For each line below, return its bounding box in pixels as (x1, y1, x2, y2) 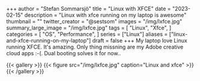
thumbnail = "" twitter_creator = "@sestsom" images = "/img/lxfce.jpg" (6, 18, 183, 25)
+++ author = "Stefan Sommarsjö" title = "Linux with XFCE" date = (6, 5, 172, 12)
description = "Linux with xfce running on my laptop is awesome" (24, 11, 187, 19)
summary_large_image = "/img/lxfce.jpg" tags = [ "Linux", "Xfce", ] (6, 24, 172, 31)
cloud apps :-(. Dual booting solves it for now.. (6, 50, 121, 56)
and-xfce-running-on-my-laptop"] (6, 37, 92, 44)
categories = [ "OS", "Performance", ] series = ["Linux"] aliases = (6, 31, 168, 38)
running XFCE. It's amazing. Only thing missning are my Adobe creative (6, 43, 184, 50)
